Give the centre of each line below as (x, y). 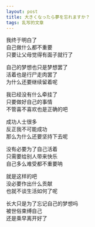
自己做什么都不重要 (29, 47)
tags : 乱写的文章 (25, 22)
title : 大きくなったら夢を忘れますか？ (48, 17)
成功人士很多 (21, 122)
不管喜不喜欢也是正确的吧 (37, 109)
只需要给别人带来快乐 (32, 156)
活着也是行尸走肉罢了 (32, 75)
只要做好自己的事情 (29, 102)
